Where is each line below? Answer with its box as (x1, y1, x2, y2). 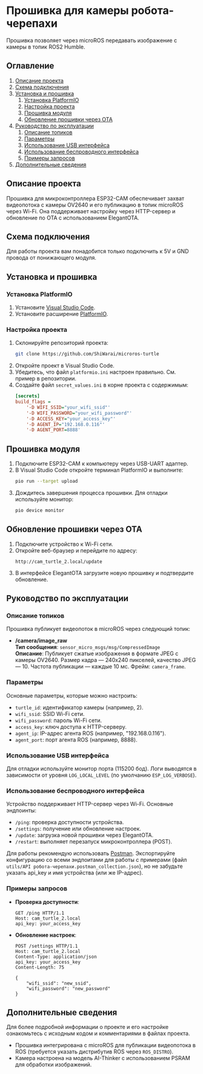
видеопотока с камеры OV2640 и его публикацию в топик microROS (6, 201, 184, 208)
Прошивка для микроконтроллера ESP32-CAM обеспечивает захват (6, 194, 185, 202)
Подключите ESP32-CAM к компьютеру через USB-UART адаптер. (15, 460, 188, 467)
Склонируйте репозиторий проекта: (15, 339, 109, 346)
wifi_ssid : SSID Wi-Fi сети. (15, 710, 85, 717)
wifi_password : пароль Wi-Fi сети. (15, 717, 102, 724)
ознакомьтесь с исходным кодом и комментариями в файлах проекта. (6, 1030, 190, 1037)
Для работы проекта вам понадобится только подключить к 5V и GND (6, 247, 189, 255)
